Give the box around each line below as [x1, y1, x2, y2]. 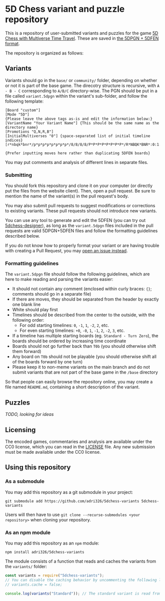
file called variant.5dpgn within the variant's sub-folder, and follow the [5, 93, 147, 99]
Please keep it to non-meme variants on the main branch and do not [12, 364, 150, 370]
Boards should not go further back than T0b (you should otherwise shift [12, 343, 156, 349]
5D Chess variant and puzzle [5, 3, 125, 15]
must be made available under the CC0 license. [5, 449, 101, 455]
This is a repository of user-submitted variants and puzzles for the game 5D [5, 30, 159, 36]
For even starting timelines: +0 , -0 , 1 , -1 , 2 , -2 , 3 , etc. [19, 328, 125, 333]
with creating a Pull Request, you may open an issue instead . [5, 248, 128, 254]
